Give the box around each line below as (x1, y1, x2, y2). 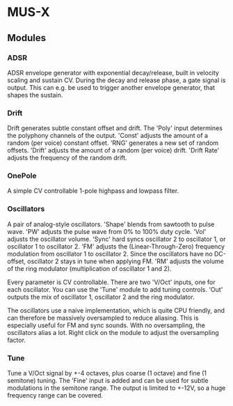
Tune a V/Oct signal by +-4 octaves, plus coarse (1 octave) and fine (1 (7, 369, 207, 377)
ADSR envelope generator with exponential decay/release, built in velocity (7, 68, 219, 77)
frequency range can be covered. (7, 391, 103, 400)
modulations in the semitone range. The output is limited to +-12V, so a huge (7, 384, 226, 392)
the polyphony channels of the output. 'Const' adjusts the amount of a (7, 132, 209, 140)
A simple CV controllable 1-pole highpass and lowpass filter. (7, 187, 179, 195)
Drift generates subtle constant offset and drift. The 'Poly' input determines (7, 124, 223, 132)
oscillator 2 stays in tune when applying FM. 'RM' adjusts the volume (26, 257, 224, 265)
